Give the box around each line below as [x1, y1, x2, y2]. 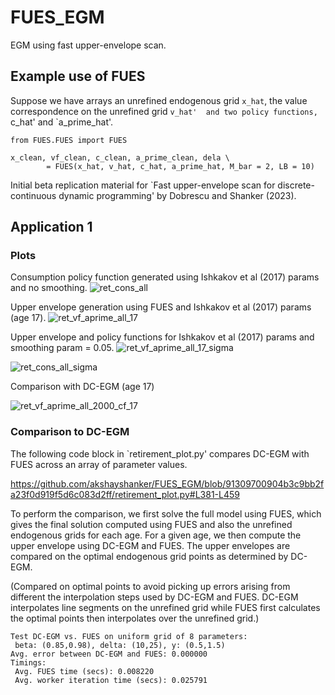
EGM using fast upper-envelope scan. [10, 39, 167, 51]
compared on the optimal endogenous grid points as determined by [10, 550, 289, 562]
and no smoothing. [10, 282, 88, 294]
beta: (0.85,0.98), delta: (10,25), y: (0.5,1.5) [14, 640, 226, 650]
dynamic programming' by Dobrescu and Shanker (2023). [58, 189, 297, 201]
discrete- [277, 179, 315, 191]
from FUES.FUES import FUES [10, 135, 128, 145]
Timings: [10, 657, 47, 668]
